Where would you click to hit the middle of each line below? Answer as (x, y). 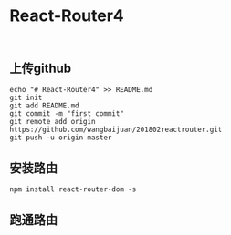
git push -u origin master (61, 138)
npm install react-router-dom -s (73, 189)
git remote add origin (52, 122)
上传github (41, 68)
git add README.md (44, 106)
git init (26, 98)
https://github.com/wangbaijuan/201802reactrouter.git (116, 130)
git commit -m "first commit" (67, 114)
